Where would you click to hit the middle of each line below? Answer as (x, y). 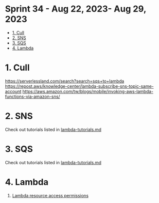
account (13, 91)
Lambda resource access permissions (50, 195)
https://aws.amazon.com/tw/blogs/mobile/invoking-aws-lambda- (88, 91)
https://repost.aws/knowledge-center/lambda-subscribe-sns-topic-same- (79, 86)
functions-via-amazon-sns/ (33, 96)
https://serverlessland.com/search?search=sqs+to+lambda (65, 81)
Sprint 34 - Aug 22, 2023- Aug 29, (76, 9)
